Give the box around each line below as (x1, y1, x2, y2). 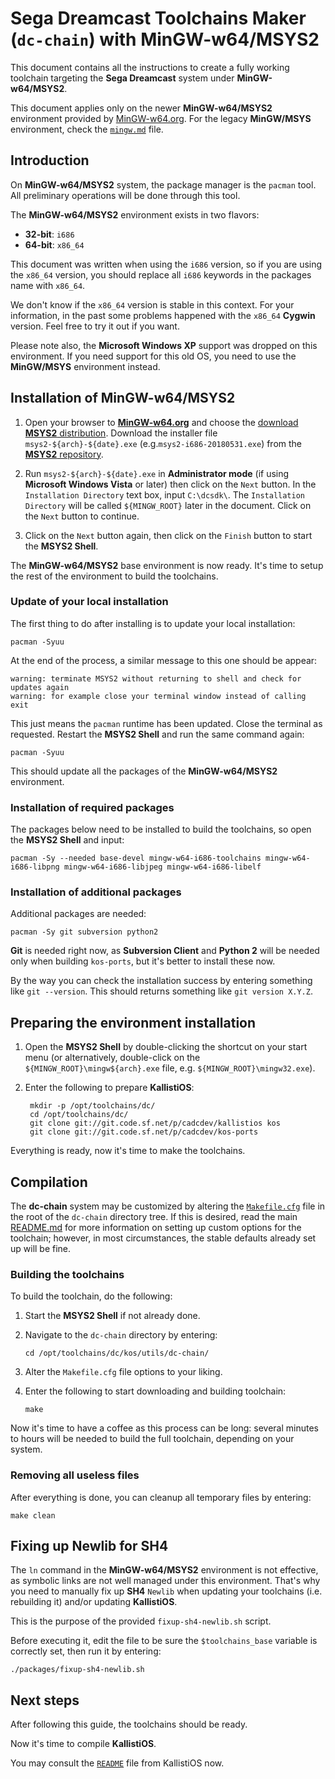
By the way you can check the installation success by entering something (10, 975, 313, 987)
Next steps (10, 1692, 80, 1709)
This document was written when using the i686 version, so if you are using (10, 258, 323, 270)
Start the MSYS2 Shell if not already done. (24, 1310, 201, 1322)
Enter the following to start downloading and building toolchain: (24, 1385, 287, 1397)
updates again (10, 682, 70, 692)
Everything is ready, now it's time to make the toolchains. (10, 1145, 246, 1157)
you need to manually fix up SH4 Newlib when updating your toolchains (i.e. (10, 1585, 323, 1597)
